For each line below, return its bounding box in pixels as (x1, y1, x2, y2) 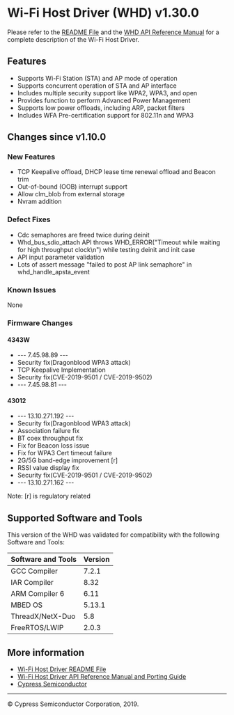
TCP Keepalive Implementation (17, 366, 106, 374)
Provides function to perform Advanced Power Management (17, 96, 191, 104)
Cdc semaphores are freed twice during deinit (17, 230, 150, 239)
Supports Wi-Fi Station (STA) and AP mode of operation (17, 74, 178, 82)
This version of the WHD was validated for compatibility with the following (7, 531, 220, 539)
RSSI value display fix (17, 464, 79, 472)
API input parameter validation (17, 253, 104, 261)
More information (7, 646, 85, 659)
